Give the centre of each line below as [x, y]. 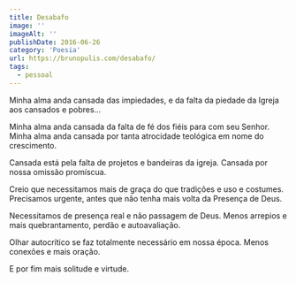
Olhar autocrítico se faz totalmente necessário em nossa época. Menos [139, 242]
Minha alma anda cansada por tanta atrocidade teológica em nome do [137, 136]
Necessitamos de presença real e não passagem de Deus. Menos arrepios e [148, 215]
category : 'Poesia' [45, 50]
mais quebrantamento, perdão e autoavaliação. [95, 225]
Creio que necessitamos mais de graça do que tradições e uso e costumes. [147, 189]
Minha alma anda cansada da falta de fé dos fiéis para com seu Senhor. [140, 126]
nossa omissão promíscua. [58, 172]
